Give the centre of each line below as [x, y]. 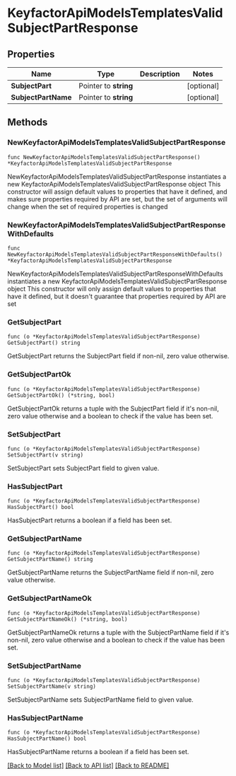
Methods [28, 123]
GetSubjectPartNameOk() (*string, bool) [68, 619]
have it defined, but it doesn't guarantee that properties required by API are [117, 296]
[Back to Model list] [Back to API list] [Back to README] [88, 765]
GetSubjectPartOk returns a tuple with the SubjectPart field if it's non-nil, [113, 408]
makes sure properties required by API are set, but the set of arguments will [117, 199]
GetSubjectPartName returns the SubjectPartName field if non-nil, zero [111, 572]
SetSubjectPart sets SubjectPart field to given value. [83, 468]
